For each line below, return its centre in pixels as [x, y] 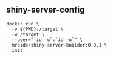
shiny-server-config [46, 10]
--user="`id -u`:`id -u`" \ [47, 40]
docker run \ [23, 24]
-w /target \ [28, 34]
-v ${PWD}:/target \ [38, 29]
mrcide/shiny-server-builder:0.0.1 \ [60, 45]
